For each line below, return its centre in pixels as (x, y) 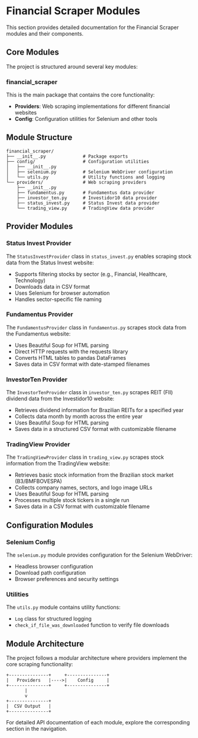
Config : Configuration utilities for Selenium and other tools (86, 119)
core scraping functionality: (40, 664)
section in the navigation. (37, 729)
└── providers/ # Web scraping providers (76, 182)
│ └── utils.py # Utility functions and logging (86, 177)
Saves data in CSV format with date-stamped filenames (82, 364)
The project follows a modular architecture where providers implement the (97, 658)
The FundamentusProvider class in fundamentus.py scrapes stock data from (96, 327)
